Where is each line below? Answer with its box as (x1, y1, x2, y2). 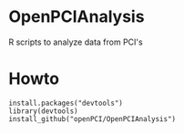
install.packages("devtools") (8, 98, 124, 107)
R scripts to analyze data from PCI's (8, 36, 143, 47)
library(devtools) (8, 107, 78, 116)
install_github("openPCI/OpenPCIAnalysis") (8, 114, 177, 124)
